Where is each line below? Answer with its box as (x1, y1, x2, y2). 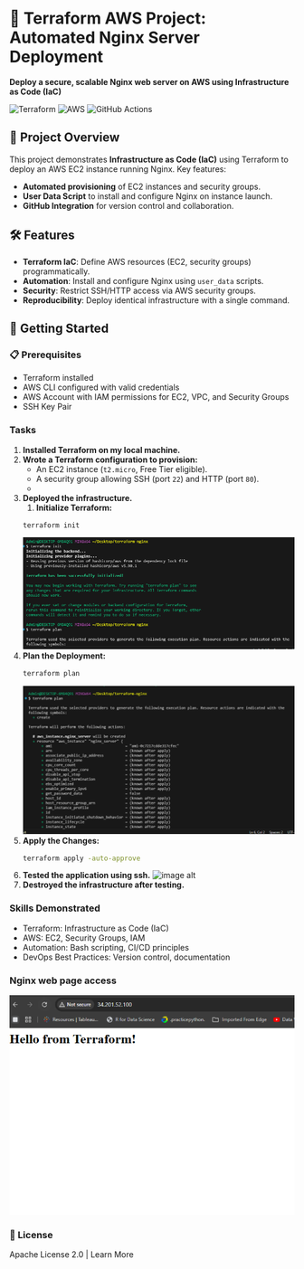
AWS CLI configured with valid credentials (22, 382, 180, 393)
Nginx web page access (9, 974, 118, 987)
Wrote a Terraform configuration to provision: (22, 454, 198, 465)
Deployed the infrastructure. (22, 492, 133, 503)
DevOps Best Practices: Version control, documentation (22, 952, 231, 962)
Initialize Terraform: (35, 502, 113, 513)
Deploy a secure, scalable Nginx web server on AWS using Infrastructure (9, 76, 290, 87)
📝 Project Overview (9, 130, 120, 146)
